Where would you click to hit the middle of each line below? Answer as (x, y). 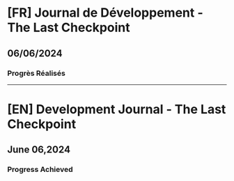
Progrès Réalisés (37, 73)
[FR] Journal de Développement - (105, 13)
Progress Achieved (40, 170)
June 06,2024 (39, 150)
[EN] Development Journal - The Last (117, 110)
